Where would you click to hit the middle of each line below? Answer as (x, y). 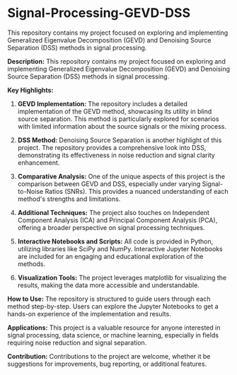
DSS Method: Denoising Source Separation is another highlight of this (120, 140)
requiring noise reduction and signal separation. (77, 342)
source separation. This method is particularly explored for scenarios (118, 119)
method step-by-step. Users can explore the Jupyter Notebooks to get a (113, 306)
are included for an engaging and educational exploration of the (110, 256)
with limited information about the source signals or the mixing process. (122, 126)
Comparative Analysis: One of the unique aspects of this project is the (121, 176)
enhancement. (39, 162)
